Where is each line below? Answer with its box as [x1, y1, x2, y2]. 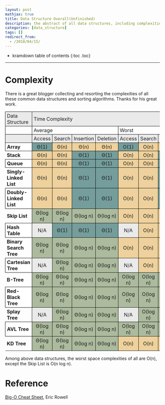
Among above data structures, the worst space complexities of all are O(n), [5, 355, 157, 361]
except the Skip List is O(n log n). [5, 360, 72, 366]
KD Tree [6, 340, 26, 347]
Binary [6, 238, 23, 245]
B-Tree [6, 276, 24, 283]
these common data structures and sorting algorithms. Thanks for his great [5, 96, 157, 102]
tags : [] [5, 30, 23, 35]
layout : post [5, 7, 32, 12]
